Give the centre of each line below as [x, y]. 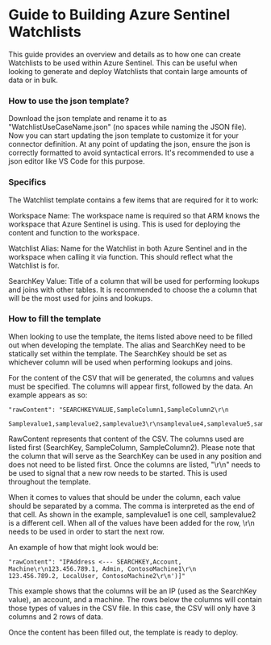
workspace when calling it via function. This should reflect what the [121, 256]
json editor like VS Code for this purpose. [77, 161]
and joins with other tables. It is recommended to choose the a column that [133, 289]
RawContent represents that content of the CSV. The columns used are [126, 439]
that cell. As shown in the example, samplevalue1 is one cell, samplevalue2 [132, 514]
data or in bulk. [33, 80]
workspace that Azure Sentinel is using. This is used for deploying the [124, 224]
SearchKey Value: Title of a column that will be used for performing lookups [134, 281]
